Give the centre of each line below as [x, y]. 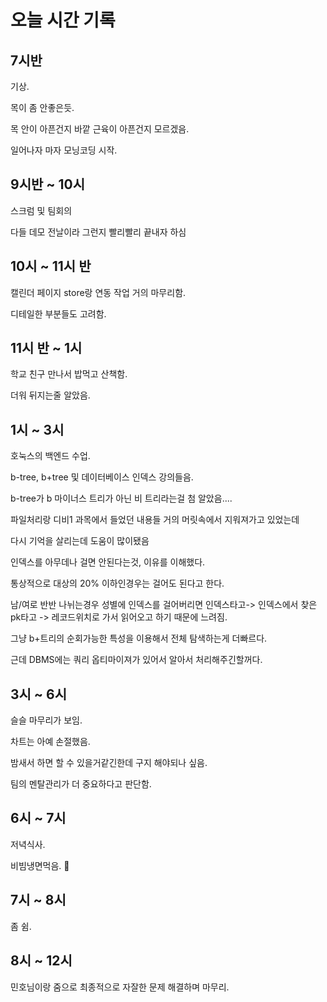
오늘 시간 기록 [63, 20]
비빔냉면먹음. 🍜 [40, 865]
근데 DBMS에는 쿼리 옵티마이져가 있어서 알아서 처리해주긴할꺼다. [136, 660]
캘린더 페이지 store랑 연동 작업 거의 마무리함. [98, 292]
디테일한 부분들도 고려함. [58, 313]
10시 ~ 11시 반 [51, 266]
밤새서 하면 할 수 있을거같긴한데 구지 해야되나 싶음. [109, 763]
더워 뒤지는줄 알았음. [50, 395]
